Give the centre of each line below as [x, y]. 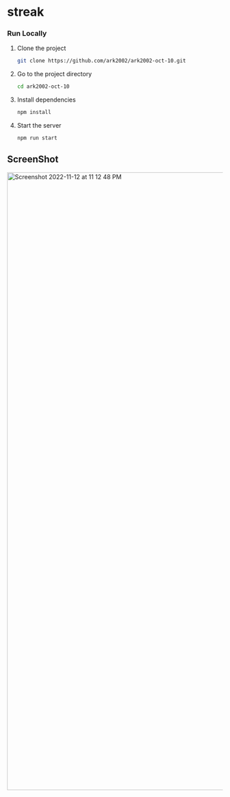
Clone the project [41, 48]
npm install [34, 113]
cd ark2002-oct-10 [43, 86]
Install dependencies [47, 100]
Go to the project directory [54, 74]
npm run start [37, 138]
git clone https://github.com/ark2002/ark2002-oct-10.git [101, 61]
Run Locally [27, 34]
